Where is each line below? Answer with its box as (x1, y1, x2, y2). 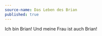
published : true (5, 12, 39, 17)
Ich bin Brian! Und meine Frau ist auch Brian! (5, 25, 97, 31)
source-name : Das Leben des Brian (5, 7, 78, 12)
